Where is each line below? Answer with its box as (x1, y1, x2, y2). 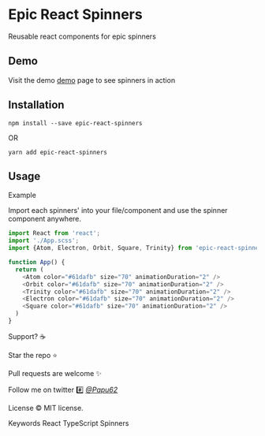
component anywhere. (8, 214, 81, 224)
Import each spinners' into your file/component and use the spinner (8, 206, 228, 215)
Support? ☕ (8, 331, 46, 341)
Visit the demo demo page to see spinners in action (8, 75, 176, 84)
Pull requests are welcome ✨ (8, 368, 103, 378)
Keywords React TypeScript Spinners (8, 418, 129, 427)
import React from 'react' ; (8, 229, 101, 237)
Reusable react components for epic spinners (8, 32, 156, 41)
